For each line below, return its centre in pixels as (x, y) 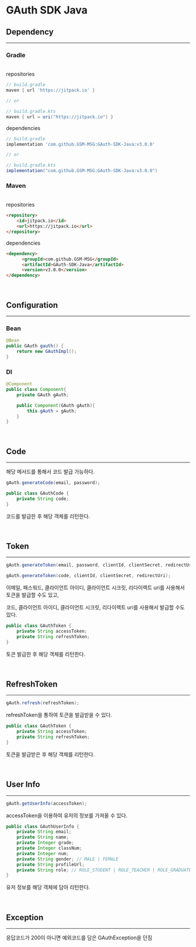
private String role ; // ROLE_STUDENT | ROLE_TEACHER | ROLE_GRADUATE (104, 870)
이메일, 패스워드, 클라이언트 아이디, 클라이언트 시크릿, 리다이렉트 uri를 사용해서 (95, 588)
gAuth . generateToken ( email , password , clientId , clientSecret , (85, 565)
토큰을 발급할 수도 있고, (33, 595)
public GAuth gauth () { (35, 346)
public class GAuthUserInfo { (43, 826)
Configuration (32, 305)
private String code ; (43, 499)
